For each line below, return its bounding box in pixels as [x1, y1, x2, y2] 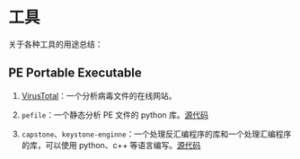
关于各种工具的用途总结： [8, 39, 103, 49]
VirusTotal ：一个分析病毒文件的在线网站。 [21, 90, 177, 101]
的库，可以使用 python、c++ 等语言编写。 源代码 [21, 139, 201, 150]
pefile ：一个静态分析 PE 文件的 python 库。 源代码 [21, 109, 208, 120]
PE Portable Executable [8, 66, 142, 81]
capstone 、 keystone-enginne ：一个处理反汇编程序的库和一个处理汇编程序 [21, 128, 292, 139]
